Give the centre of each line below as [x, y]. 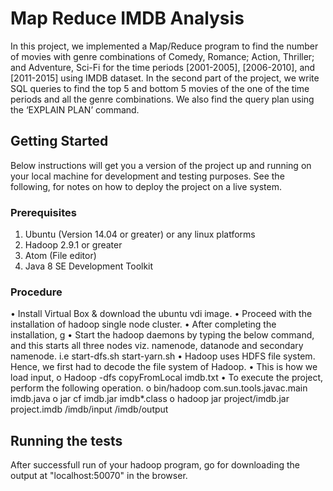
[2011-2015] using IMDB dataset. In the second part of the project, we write [165, 78]
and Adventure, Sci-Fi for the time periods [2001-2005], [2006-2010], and [163, 67]
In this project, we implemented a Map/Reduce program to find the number [164, 46]
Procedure [36, 292]
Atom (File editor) [60, 256]
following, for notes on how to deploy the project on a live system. [146, 186]
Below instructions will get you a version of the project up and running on [161, 165]
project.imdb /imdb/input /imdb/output [89, 409]
